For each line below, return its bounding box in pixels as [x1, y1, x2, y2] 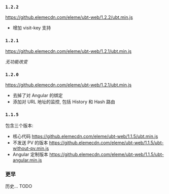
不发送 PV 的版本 [12, 140, 48, 146]
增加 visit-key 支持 [12, 25, 51, 31]
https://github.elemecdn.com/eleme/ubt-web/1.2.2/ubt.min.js [5, 14, 133, 20]
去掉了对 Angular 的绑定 [12, 92, 63, 98]
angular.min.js [12, 157, 42, 164]
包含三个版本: [5, 122, 34, 128]
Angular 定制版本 [12, 151, 49, 157]
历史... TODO [5, 183, 32, 189]
